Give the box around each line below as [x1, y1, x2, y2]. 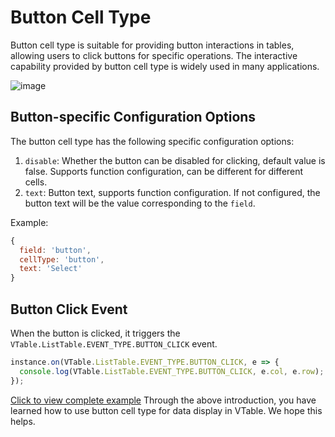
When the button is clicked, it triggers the [10, 327, 181, 339]
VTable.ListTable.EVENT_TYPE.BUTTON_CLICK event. [10, 337, 218, 350]
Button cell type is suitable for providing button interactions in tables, [10, 39, 295, 51]
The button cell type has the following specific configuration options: [10, 135, 295, 147]
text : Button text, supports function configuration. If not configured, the [24, 186, 321, 198]
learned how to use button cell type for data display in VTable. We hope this [10, 404, 323, 416]
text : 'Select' [19, 264, 83, 274]
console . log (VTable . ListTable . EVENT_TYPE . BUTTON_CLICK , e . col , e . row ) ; [19, 366, 325, 376]
